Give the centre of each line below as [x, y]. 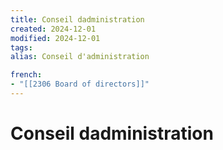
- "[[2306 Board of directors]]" [80, 84]
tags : [21, 47]
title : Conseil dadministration [77, 19]
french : [26, 75]
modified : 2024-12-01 [55, 38]
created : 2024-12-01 [53, 29]
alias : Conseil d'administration [80, 57]
